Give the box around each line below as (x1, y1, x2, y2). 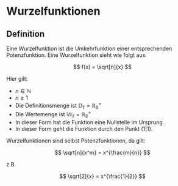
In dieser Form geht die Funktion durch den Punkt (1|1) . (15, 125, 153, 132)
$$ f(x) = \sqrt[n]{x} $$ (73, 63, 132, 70)
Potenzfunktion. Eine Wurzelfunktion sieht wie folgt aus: (6, 51, 148, 59)
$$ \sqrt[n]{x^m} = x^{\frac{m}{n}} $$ (54, 149, 151, 156)
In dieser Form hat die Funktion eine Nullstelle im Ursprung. (15, 118, 165, 126)
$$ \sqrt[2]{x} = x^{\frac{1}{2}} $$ (59, 173, 146, 180)
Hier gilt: (6, 75, 28, 82)
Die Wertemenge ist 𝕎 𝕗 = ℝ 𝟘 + (15, 110, 91, 119)
